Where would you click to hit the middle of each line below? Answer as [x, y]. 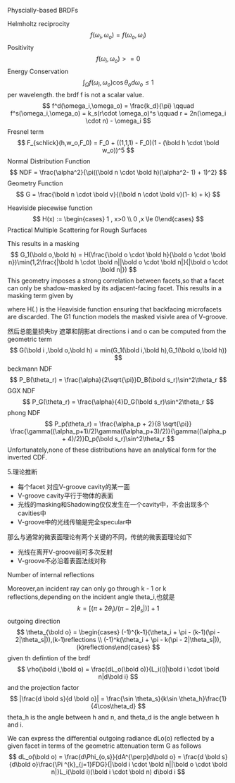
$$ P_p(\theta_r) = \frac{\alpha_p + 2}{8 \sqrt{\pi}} [118, 424]
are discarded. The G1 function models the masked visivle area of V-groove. [118, 317]
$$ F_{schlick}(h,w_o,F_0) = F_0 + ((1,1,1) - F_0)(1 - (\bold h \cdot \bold [118, 143]
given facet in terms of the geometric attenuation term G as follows [104, 746]
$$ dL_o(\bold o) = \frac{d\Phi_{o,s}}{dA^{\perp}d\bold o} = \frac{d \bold [114, 757]
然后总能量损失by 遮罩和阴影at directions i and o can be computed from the [117, 331]
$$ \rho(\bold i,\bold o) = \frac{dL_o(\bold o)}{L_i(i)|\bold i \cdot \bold [118, 670]
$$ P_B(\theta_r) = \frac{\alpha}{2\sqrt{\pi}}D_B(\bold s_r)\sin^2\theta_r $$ [118, 380]
